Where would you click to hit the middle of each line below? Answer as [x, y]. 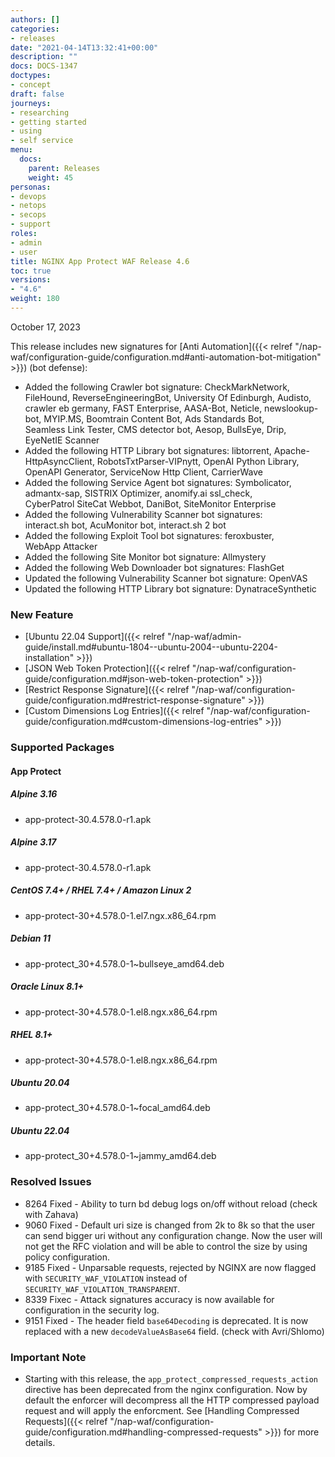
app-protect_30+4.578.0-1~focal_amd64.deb [117, 1108]
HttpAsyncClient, [59, 461]
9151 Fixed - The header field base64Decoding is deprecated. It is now [166, 1320]
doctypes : [31, 76]
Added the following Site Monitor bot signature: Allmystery [145, 557]
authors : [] [35, 19]
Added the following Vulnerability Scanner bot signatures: [143, 514]
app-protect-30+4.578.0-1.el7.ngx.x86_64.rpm [120, 915]
